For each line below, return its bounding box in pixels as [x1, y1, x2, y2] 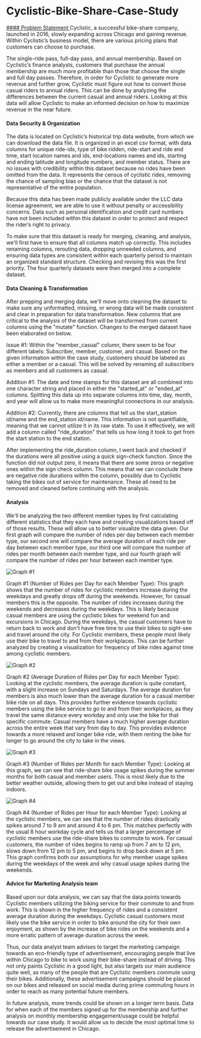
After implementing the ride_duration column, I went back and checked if [6, 446, 187, 454]
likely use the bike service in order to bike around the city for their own [6, 919, 181, 926]
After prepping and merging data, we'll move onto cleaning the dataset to [6, 298, 187, 305]
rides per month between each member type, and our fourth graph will [6, 550, 181, 557]
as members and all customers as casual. [6, 367, 109, 374]
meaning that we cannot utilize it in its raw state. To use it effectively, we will [6, 422, 195, 430]
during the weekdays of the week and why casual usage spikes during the [6, 860, 190, 867]
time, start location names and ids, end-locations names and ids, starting [6, 152, 187, 160]
